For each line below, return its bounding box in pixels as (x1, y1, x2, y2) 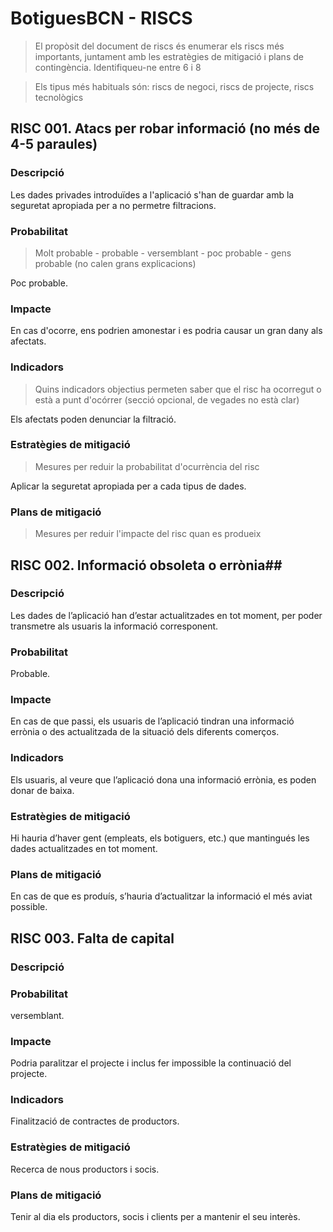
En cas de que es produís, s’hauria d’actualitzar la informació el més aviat (10, 890, 313, 902)
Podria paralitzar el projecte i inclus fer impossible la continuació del (10, 1057, 292, 1069)
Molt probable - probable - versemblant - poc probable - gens (34, 247, 292, 259)
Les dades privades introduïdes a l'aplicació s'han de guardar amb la (10, 188, 295, 201)
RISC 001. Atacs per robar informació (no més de (10, 120, 321, 137)
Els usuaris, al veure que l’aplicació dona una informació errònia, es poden (10, 773, 317, 786)
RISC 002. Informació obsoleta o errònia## (10, 557, 283, 574)
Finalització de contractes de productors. (10, 1115, 180, 1127)
